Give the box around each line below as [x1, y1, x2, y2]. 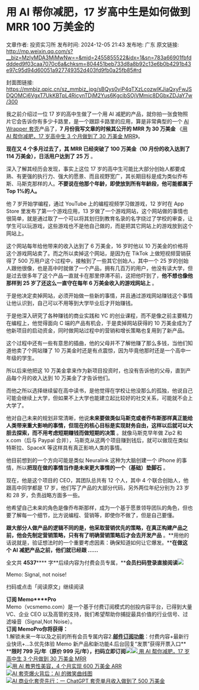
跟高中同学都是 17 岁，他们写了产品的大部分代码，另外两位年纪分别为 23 [6, 484, 183, 491]
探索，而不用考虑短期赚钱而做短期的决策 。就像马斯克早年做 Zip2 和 [16, 429, 182, 436]
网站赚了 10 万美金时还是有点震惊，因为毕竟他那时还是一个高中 [31, 346, 186, 354]
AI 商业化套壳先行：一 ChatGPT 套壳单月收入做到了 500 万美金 [12, 677, 165, 684]
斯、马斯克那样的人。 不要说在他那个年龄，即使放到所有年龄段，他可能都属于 [6, 180, 193, 187]
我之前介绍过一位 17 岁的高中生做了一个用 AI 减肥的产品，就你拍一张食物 [6, 110, 183, 117]
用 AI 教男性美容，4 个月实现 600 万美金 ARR [12, 662, 123, 669]
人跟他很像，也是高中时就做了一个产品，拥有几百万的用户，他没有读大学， [6, 265, 188, 272]
